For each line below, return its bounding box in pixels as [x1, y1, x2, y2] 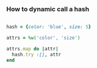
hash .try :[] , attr [12, 51, 62, 58]
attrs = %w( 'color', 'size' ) [6, 35, 81, 41]
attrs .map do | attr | [6, 46, 59, 52]
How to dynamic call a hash [6, 5, 90, 13]
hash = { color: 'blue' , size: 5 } [6, 24, 92, 30]
